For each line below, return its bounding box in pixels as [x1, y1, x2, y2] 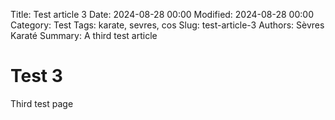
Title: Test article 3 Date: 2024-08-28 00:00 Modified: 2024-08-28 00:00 [10, 9, 314, 20]
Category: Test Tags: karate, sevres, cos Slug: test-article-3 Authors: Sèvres [10, 19, 325, 31]
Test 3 [10, 65, 63, 88]
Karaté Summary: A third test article [10, 30, 158, 41]
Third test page [10, 97, 74, 109]
